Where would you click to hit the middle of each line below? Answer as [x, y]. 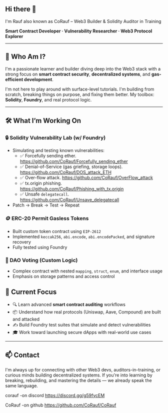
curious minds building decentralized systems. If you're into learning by [79, 375]
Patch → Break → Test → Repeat [46, 205]
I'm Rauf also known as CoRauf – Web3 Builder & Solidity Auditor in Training [83, 21]
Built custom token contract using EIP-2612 [57, 231]
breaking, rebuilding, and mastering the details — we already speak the [78, 380]
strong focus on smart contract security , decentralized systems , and [78, 74]
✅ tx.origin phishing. [41, 183]
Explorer [14, 36]
